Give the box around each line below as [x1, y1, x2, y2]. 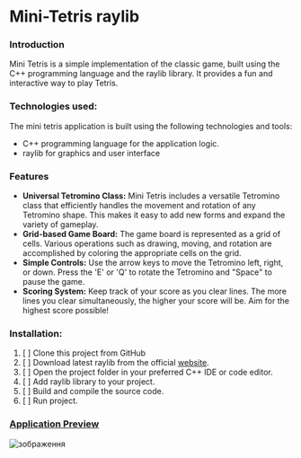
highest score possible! [22, 305, 110, 316]
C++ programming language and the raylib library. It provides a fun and [9, 68, 273, 79]
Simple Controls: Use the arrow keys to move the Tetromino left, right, [22, 258, 284, 269]
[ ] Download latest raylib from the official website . [22, 357, 209, 368]
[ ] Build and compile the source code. [22, 386, 164, 397]
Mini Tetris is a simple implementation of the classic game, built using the [9, 58, 280, 69]
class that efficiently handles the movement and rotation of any [22, 200, 256, 211]
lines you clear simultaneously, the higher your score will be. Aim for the [22, 295, 290, 306]
